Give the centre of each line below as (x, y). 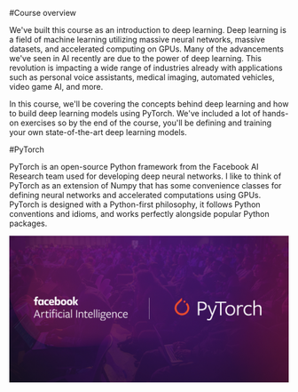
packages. (28, 223)
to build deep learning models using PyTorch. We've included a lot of (135, 113)
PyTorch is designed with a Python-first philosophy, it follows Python (135, 204)
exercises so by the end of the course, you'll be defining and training (146, 123)
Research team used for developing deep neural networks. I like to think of (145, 176)
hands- (275, 113)
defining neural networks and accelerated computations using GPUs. (135, 195)
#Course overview (43, 13)
